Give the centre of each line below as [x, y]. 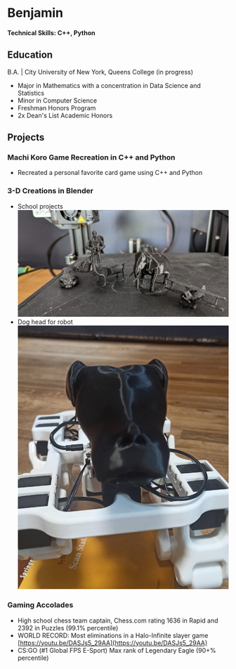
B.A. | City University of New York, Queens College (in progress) [100, 72]
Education [30, 55]
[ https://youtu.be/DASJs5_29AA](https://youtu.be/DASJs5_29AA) [112, 643]
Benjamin [35, 13]
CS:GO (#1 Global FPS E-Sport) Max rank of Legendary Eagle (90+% [117, 650]
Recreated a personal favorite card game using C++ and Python [110, 173]
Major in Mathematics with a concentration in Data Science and [109, 85]
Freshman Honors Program [57, 108]
